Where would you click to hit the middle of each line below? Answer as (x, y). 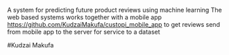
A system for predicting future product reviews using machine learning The (114, 10)
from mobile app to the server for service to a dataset (84, 32)
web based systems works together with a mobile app (84, 17)
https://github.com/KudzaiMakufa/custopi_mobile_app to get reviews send (114, 24)
